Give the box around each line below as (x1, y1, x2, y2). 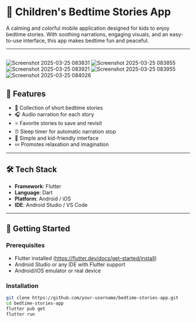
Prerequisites (6, 241, 45, 250)
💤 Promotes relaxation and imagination (14, 141, 109, 148)
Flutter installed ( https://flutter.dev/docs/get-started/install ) (14, 254, 157, 262)
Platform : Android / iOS (14, 195, 71, 202)
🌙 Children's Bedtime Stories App (6, 5, 171, 19)
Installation (6, 282, 39, 290)
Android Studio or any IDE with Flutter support (14, 261, 125, 268)
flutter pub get (6, 306, 45, 311)
